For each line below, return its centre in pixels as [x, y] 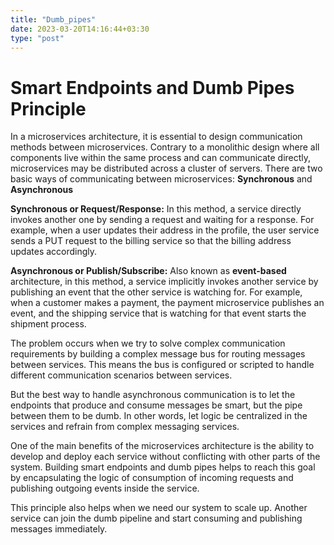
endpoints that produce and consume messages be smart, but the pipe [156, 405]
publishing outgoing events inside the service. [105, 488]
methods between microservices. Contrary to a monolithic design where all [165, 147]
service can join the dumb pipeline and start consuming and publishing [156, 518]
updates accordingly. [54, 252]
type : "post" [37, 38]
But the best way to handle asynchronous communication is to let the [153, 395]
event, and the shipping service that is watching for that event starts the [158, 313]
